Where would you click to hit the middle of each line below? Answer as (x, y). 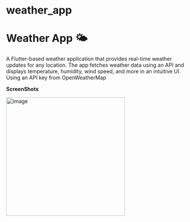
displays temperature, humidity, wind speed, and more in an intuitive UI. (94, 71)
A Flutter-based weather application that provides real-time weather (89, 59)
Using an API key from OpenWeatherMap (56, 78)
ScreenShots (22, 89)
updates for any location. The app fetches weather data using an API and (95, 65)
